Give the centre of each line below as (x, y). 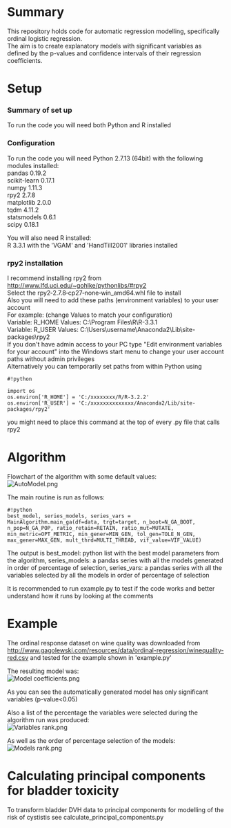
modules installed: (33, 165)
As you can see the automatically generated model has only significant (108, 692)
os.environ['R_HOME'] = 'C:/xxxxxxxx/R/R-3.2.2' (78, 397)
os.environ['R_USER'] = (41, 403)
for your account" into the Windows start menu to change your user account (115, 352)
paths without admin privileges (51, 359)
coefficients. (25, 60)
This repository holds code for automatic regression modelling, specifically (113, 31)
